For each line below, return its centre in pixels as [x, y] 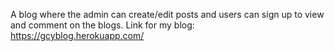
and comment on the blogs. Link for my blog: [102, 25]
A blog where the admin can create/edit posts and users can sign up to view [167, 14]
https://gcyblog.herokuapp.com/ [77, 35]
